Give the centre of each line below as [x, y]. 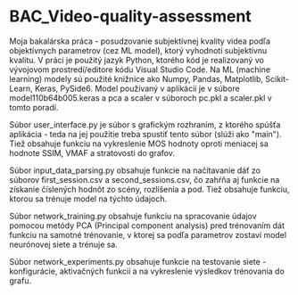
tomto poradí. [34, 107]
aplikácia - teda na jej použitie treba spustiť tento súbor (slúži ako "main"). [146, 134]
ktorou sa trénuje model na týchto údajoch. [88, 199]
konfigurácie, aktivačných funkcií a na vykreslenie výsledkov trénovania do [147, 271]
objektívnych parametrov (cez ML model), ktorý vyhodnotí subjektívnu [138, 50]
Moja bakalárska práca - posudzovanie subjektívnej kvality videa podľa [140, 41]
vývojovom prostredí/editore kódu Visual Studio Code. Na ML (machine [140, 70]
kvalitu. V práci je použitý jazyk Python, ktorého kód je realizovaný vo [137, 60]
